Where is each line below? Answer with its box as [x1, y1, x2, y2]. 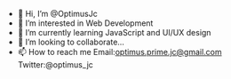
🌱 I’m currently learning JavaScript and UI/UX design [17, 28, 211, 37]
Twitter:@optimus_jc [17, 59, 93, 70]
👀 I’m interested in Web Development [17, 18, 154, 28]
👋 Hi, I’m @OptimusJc [17, 9, 98, 19]
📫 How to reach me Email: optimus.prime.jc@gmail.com [17, 47, 222, 57]
